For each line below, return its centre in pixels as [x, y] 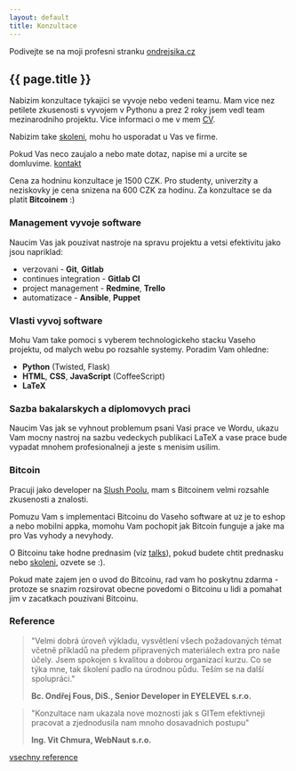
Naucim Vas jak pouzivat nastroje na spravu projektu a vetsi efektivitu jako [145, 242]
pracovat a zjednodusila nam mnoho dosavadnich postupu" [140, 722]
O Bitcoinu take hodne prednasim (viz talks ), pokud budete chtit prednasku [147, 553]
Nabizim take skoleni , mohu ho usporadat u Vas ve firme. [114, 137]
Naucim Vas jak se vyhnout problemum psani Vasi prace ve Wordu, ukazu [144, 428]
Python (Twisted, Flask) [66, 366]
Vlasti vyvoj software [56, 320]
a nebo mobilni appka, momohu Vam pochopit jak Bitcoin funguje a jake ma [147, 526]
